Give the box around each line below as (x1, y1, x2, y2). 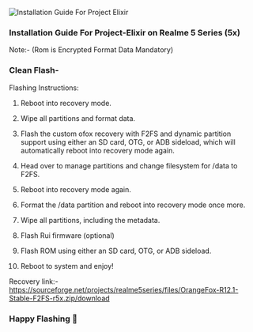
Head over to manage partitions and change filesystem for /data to (20, 160, 238, 170)
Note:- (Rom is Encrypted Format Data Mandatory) (9, 45, 174, 55)
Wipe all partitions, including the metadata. (20, 215, 160, 224)
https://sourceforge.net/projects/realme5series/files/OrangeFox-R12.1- (9, 285, 239, 294)
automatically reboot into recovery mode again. (20, 145, 175, 155)
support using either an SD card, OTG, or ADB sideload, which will (20, 137, 236, 146)
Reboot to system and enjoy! (20, 261, 114, 270)
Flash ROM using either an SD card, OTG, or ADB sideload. (20, 246, 212, 255)
